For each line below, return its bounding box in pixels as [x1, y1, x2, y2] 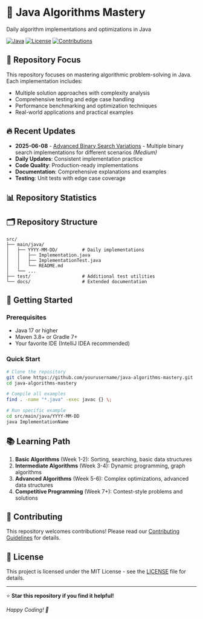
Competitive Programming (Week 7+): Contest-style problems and [14, 487, 183, 495]
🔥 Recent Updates [6, 126, 76, 136]
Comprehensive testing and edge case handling [14, 95, 135, 102]
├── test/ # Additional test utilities [6, 273, 155, 279]
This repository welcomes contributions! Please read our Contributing [6, 527, 180, 535]
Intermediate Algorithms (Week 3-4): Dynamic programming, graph [14, 462, 185, 469]
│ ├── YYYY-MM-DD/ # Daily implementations [6, 247, 145, 253]
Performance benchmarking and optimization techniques [14, 102, 157, 109]
